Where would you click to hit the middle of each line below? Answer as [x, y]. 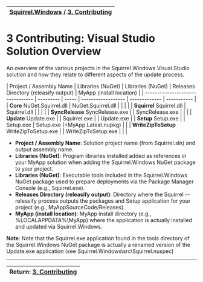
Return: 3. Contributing [43, 272]
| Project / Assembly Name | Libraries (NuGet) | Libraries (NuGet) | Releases [101, 86]
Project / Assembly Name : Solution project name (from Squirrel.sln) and [105, 143]
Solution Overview [54, 51]
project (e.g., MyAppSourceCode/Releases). [70, 207]
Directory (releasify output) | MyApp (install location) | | [75, 93]
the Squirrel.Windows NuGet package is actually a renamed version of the [98, 244]
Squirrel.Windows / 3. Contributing [61, 12]
